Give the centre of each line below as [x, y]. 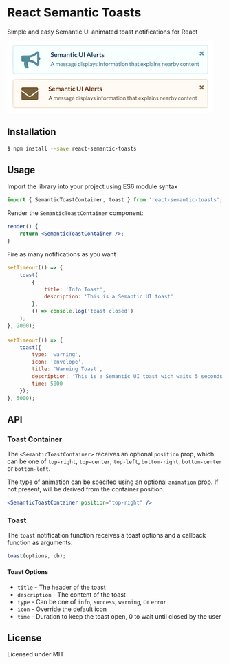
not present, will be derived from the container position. [86, 489]
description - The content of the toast [71, 594]
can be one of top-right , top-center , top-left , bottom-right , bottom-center [115, 461]
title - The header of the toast [61, 587]
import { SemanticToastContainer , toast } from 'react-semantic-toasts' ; [115, 200]
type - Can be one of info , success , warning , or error [92, 601]
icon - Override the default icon [62, 609]
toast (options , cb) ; [37, 556]
